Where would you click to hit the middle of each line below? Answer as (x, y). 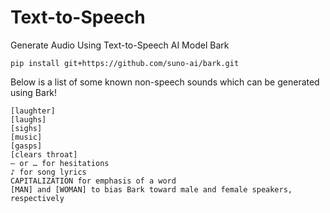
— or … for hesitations (60, 163)
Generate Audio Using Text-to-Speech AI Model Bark (120, 45)
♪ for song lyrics (48, 172)
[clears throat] (44, 154)
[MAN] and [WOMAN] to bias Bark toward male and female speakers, (151, 189)
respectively (37, 198)
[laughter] (33, 111)
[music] (26, 137)
